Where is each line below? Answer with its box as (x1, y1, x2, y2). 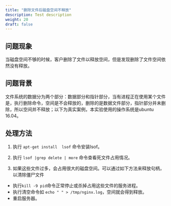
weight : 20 (5, 17, 28, 22)
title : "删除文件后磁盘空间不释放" (5, 7, 72, 13)
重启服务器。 (12, 195, 40, 201)
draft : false (5, 21, 33, 27)
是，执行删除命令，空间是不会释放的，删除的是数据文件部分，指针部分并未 (5, 100, 161, 106)
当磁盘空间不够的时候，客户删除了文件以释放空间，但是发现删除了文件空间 (5, 57, 161, 63)
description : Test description (5, 12, 72, 17)
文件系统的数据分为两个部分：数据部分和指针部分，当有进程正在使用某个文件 (5, 93, 166, 99)
